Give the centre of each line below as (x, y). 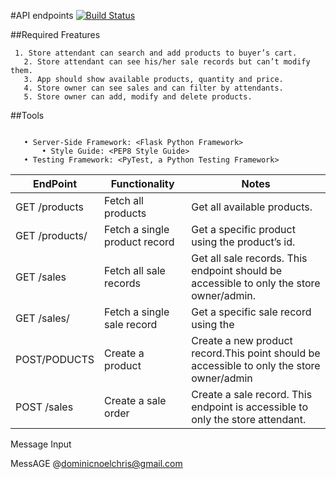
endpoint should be (237, 270)
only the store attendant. (249, 419)
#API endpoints (42, 15)
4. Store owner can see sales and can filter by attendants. (153, 88)
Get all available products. (252, 207)
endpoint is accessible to (250, 407)
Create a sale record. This (252, 394)
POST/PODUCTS (55, 359)
